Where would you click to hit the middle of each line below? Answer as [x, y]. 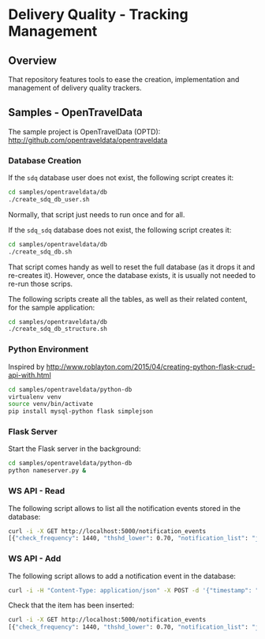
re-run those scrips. [41, 284]
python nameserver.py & [47, 471]
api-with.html [30, 375]
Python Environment [49, 349]
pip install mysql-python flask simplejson [81, 412]
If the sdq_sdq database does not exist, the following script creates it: [120, 230]
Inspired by [26, 366]
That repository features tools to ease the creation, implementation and [124, 79]
